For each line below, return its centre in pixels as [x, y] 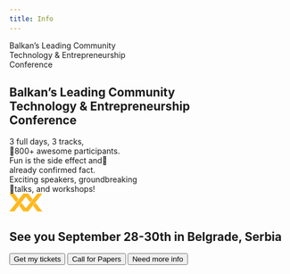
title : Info [31, 19]
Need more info [158, 259]
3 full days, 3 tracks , [47, 142]
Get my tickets [37, 259]
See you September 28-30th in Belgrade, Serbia [146, 237]
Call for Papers [97, 259]
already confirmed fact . [53, 170]
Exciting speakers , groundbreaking [74, 179]
